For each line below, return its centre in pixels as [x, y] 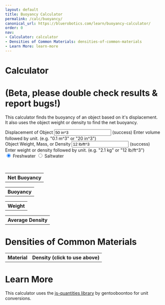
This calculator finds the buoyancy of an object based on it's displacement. [82, 117]
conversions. [18, 298]
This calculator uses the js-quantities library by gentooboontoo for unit [77, 293]
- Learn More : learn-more [32, 46]
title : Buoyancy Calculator [34, 14]
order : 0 [14, 28]
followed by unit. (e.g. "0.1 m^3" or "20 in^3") [51, 138]
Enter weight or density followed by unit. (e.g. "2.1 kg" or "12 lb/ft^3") [75, 150]
